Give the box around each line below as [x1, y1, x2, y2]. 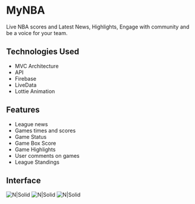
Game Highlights [14, 146, 56, 153]
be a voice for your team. [6, 29, 68, 36]
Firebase [14, 75, 37, 82]
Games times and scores [14, 127, 76, 134]
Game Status [14, 133, 47, 140]
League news [14, 120, 48, 128]
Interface [6, 176, 41, 186]
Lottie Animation [14, 87, 55, 95]
